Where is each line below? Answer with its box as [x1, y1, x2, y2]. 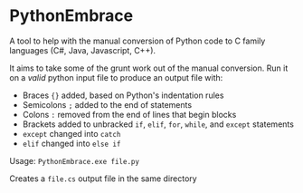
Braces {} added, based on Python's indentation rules [22, 90, 224, 101]
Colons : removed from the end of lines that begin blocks [22, 109, 237, 120]
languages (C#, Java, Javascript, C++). [9, 44, 156, 55]
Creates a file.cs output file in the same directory [9, 173, 197, 184]
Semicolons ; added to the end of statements [22, 99, 193, 110]
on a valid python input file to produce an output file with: [9, 72, 223, 82]
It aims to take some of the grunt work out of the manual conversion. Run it [9, 63, 289, 73]
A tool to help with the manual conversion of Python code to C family [9, 35, 266, 46]
